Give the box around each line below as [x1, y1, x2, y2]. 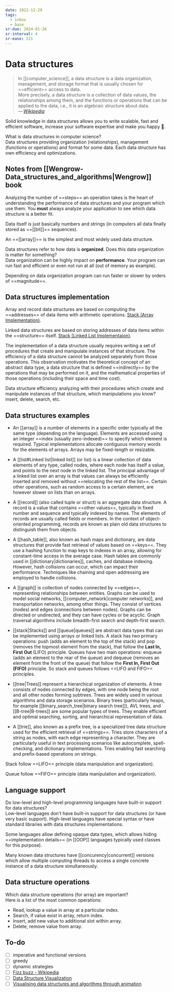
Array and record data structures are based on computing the [5, 306, 136, 312]
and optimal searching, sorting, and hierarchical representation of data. [12, 714, 163, 720]
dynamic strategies [12, 963, 54, 969]
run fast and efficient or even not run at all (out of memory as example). [5, 263, 157, 269]
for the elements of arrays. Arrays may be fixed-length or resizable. [12, 446, 156, 453]
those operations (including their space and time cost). [5, 376, 122, 382]
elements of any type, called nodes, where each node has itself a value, [12, 462, 165, 468]
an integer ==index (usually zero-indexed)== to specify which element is [12, 436, 167, 442]
